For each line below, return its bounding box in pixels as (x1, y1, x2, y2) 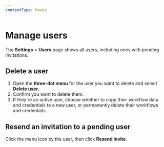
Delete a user (5, 67, 49, 75)
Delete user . (12, 86, 39, 92)
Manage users (5, 29, 68, 41)
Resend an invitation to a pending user (5, 122, 131, 131)
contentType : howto (5, 7, 47, 13)
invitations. (5, 52, 29, 58)
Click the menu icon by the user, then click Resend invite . (5, 136, 127, 142)
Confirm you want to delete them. (12, 91, 84, 97)
